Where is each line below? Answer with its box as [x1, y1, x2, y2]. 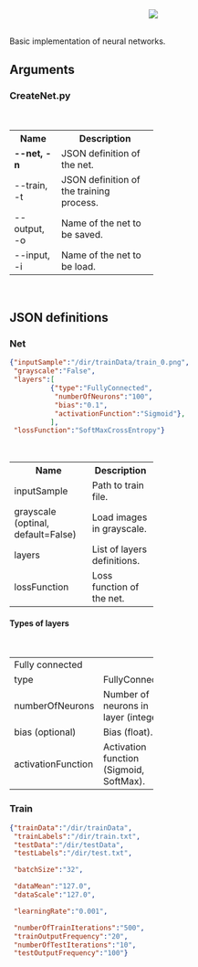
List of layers [91, 543, 148, 556]
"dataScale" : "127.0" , [13, 890, 96, 899]
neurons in [103, 699, 149, 712]
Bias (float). [103, 726, 153, 739]
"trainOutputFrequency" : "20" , [13, 931, 129, 940]
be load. [60, 260, 96, 272]
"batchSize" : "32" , [13, 866, 84, 875]
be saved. [60, 228, 103, 240]
